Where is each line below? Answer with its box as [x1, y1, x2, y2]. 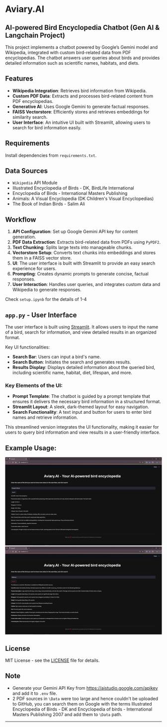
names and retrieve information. [12, 414, 78, 421]
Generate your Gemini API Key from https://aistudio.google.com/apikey [12, 685, 158, 691]
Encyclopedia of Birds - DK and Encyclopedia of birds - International [12, 706, 153, 712]
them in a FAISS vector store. [12, 255, 72, 261]
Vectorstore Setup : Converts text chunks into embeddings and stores [12, 250, 156, 256]
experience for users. [12, 266, 57, 272]
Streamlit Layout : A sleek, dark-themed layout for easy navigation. [12, 404, 149, 410]
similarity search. [12, 114, 48, 120]
